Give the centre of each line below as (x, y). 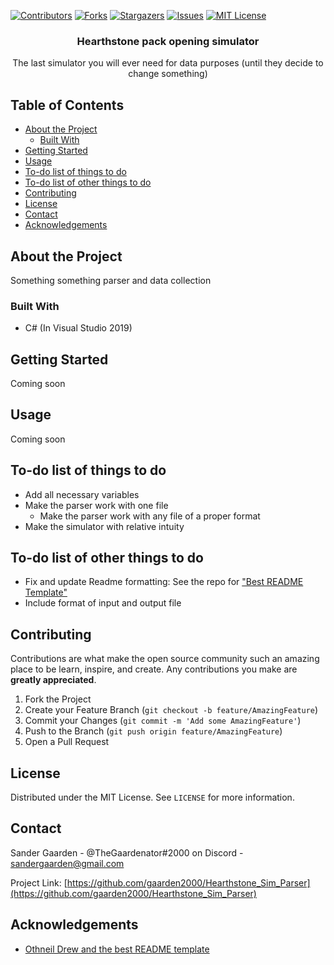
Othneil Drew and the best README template (117, 949)
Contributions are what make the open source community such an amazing (165, 659)
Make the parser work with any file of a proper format (150, 516)
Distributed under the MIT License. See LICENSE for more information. (152, 797)
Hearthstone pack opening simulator (168, 41)
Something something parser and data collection (111, 280)
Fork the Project (58, 699)
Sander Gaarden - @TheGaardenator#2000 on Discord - (127, 852)
